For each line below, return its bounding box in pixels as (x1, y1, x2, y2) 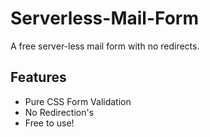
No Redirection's (24, 106, 95, 118)
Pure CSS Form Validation (24, 95, 132, 107)
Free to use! (24, 117, 75, 129)
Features (10, 69, 67, 86)
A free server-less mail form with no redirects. (10, 40, 200, 52)
